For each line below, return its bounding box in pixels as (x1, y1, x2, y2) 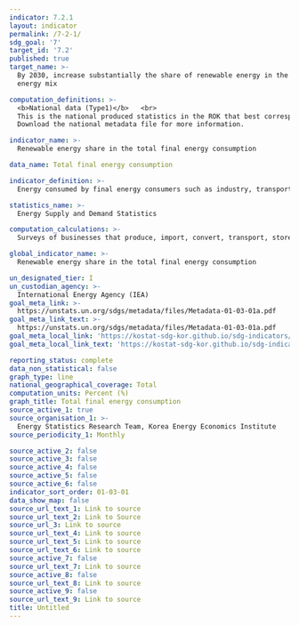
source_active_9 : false (9, 587, 98, 596)
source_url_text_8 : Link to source (9, 579, 141, 588)
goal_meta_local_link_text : (9, 340, 114, 349)
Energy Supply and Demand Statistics (17, 209, 158, 218)
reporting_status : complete (9, 356, 114, 365)
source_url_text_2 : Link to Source (9, 512, 141, 521)
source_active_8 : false (9, 570, 98, 579)
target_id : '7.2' (9, 46, 74, 55)
